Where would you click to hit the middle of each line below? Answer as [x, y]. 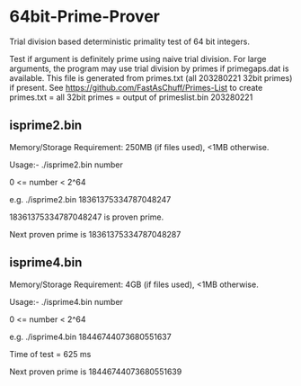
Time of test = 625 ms [50, 354]
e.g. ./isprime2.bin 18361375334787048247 [90, 199]
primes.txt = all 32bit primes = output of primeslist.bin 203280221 [131, 97]
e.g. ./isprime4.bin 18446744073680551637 [91, 337]
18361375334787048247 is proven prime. [87, 217]
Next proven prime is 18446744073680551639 [96, 372]
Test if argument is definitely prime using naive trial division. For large [138, 58]
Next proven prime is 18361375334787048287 [95, 234]
